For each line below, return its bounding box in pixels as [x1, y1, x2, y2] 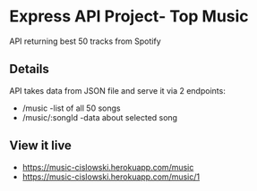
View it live [9, 138, 72, 154]
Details [9, 62, 49, 77]
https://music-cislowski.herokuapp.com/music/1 [21, 171, 200, 182]
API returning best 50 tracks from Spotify [9, 36, 161, 46]
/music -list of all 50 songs [21, 103, 121, 113]
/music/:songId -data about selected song [21, 112, 177, 122]
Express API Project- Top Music [9, 6, 249, 27]
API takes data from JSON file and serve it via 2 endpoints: [9, 85, 226, 95]
